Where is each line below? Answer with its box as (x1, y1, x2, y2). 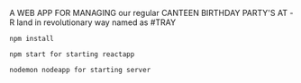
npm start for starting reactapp (9, 50, 135, 59)
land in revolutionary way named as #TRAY (16, 17, 177, 28)
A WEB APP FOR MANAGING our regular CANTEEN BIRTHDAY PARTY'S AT (9, 8, 288, 18)
